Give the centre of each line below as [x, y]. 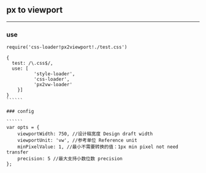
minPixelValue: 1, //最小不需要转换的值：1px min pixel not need [98, 147]
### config [20, 112]
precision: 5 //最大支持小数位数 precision [70, 159]
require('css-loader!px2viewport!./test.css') [67, 47]
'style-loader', [54, 74]
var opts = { [23, 128]
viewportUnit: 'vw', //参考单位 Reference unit [78, 141]
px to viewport [35, 10]
